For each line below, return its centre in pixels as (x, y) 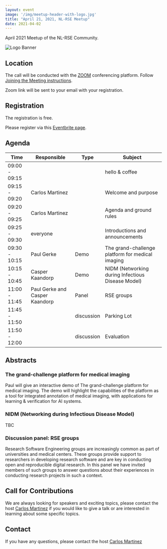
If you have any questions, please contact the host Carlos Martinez (74, 541)
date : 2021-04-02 (23, 24)
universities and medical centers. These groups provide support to (73, 454)
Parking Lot (118, 316)
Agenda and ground (128, 210)
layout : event (20, 10)
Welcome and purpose (131, 192)
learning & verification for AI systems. (43, 401)
